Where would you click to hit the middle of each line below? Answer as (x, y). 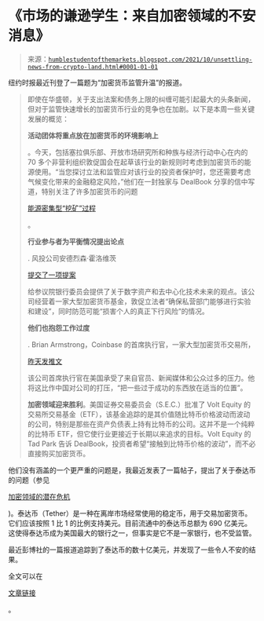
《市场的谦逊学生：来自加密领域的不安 (132, 16)
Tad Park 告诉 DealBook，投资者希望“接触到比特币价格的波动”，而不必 (141, 444)
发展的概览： (48, 119)
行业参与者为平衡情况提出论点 (75, 241)
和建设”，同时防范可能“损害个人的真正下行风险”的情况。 (118, 311)
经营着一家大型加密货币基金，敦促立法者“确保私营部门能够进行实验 (143, 301)
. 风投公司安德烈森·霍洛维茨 (71, 258)
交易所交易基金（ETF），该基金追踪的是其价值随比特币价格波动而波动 (139, 414)
